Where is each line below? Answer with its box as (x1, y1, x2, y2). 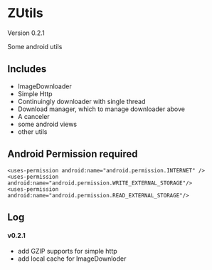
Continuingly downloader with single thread (17, 97, 146, 105)
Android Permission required (7, 148, 138, 160)
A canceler (17, 112, 50, 120)
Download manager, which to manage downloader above (17, 105, 185, 113)
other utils (17, 127, 48, 136)
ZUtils (7, 5, 44, 21)
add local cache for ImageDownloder (17, 254, 127, 263)
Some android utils (7, 42, 63, 51)
